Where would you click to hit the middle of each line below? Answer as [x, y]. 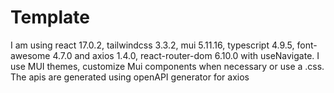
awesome [30, 55]
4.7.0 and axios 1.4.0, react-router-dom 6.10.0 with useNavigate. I [186, 55]
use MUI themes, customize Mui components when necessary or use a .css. [167, 66]
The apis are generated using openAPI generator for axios [130, 77]
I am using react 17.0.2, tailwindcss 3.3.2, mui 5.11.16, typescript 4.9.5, [152, 45]
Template [50, 17]
